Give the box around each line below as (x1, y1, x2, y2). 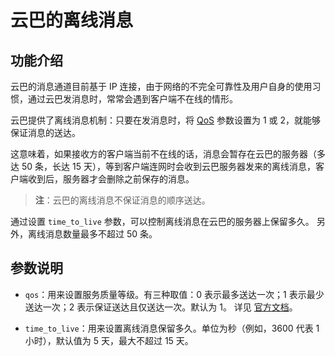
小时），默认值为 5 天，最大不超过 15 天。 (24, 334, 194, 346)
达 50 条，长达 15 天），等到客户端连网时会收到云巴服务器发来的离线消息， (10, 161, 316, 172)
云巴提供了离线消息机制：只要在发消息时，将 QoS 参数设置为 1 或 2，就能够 (10, 114, 322, 126)
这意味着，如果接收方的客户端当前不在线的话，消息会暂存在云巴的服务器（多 (10, 148, 326, 160)
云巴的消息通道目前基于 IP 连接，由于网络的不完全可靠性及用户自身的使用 (10, 81, 313, 92)
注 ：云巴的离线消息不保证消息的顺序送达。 (34, 194, 211, 206)
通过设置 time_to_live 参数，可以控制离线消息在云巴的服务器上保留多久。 (10, 216, 315, 227)
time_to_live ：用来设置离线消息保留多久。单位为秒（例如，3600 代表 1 (24, 322, 320, 334)
